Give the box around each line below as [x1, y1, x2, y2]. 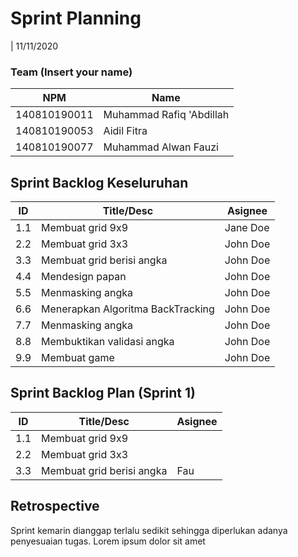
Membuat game [41, 351, 115, 365]
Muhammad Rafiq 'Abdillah [103, 108, 230, 122]
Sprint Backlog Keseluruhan [10, 174, 189, 191]
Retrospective [10, 498, 100, 515]
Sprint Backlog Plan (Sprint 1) [10, 385, 196, 402]
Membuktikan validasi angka [41, 335, 175, 349]
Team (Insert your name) [10, 65, 133, 79]
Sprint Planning [10, 7, 142, 30]
